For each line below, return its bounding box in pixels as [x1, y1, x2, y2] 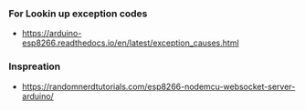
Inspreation [8, 60, 61, 73]
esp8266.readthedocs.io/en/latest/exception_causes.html [21, 37, 239, 48]
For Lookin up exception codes [8, 7, 148, 20]
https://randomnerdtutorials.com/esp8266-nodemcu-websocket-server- [21, 81, 296, 92]
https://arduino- [21, 28, 82, 39]
